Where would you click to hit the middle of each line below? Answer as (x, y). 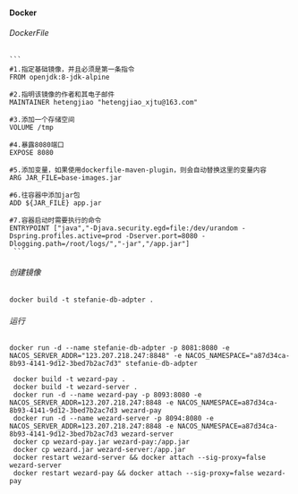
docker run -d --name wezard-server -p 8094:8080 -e (114, 419)
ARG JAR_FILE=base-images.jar (66, 178)
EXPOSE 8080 (31, 152)
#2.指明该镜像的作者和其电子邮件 (62, 94)
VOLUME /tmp (31, 127)
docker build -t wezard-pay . (69, 379)
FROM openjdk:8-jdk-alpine (60, 77)
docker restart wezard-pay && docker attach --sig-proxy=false (133, 473)
